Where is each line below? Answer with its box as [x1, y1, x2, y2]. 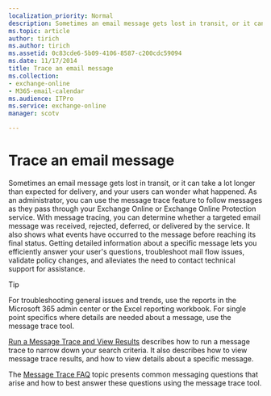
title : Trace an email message [8, 65, 114, 73]
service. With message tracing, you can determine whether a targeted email [8, 212, 261, 222]
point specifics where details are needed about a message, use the [8, 312, 231, 322]
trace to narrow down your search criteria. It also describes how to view [8, 345, 248, 355]
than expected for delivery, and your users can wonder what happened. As [8, 187, 257, 196]
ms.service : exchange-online [8, 102, 106, 110]
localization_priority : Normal [8, 11, 114, 20]
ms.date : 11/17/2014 [8, 57, 78, 65]
